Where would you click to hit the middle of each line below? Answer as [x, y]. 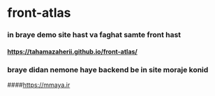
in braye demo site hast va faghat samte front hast [94, 35]
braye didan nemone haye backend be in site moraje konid [108, 69]
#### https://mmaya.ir [39, 85]
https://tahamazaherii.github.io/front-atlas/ [73, 51]
